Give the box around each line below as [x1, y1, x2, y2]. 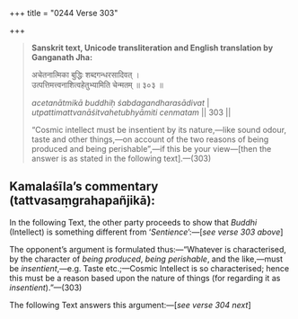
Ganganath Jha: [31, 52, 92, 62]
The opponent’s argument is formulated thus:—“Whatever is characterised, [9, 244, 287, 254]
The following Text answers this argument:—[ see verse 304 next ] [9, 299, 251, 310]
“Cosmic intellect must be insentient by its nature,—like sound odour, [31, 125, 287, 135]
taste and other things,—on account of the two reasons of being [31, 134, 269, 145]
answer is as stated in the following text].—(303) [31, 153, 212, 164]
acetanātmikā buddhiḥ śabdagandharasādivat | [31, 98, 210, 108]
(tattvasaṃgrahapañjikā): [9, 193, 155, 208]
